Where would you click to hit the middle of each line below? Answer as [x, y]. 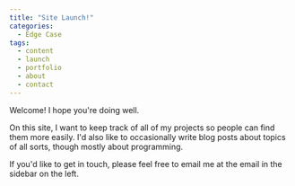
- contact [35, 84]
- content [35, 51]
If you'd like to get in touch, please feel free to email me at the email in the [146, 164]
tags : [19, 43]
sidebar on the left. [44, 173]
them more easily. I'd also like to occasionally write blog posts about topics [147, 137]
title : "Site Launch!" [52, 18]
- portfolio [40, 68]
